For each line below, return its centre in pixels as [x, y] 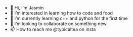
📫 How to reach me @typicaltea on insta [53, 29]
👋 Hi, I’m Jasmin [27, 8]
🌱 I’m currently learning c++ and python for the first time [69, 18]
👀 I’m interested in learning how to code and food [61, 13]
